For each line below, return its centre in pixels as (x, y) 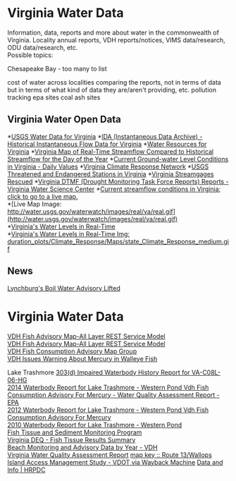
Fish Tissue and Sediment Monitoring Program (75, 432)
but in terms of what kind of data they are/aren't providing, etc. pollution (112, 90)
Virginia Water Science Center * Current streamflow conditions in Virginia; (114, 189)
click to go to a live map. (43, 196)
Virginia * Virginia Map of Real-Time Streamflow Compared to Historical (110, 151)
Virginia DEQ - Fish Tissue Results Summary (72, 439)
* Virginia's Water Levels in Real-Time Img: (69, 233)
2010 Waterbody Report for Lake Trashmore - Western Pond (95, 425)
